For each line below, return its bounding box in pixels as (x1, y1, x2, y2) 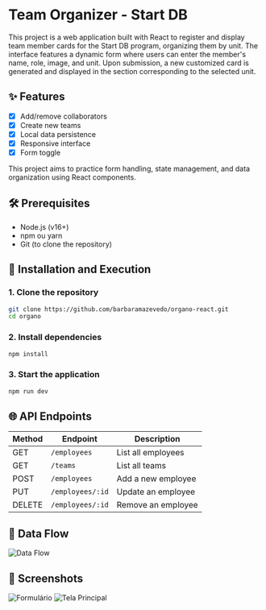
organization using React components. (8, 172, 137, 182)
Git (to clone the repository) (19, 239, 113, 249)
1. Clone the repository (8, 287, 99, 298)
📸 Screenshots (8, 571, 84, 585)
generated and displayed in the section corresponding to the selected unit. (8, 66, 256, 76)
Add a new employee (116, 473, 197, 484)
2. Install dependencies (8, 332, 102, 343)
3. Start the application (8, 369, 100, 380)
